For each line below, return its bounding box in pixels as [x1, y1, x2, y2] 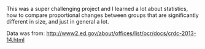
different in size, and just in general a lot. [6, 18, 109, 25]
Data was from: [6, 30, 45, 37]
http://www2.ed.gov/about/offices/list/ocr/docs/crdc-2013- [45, 30, 196, 37]
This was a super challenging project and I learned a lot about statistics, [6, 5, 188, 12]
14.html [6, 36, 25, 43]
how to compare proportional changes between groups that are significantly [6, 11, 199, 19]
